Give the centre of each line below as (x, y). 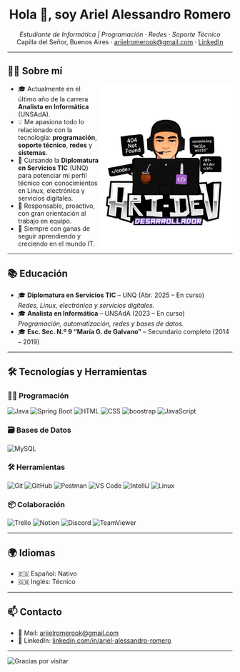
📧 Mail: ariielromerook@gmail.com (68, 633)
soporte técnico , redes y (55, 145)
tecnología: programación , (57, 137)
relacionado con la (45, 130)
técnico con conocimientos (57, 183)
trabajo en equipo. (45, 221)
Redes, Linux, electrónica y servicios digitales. (86, 305)
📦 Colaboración (36, 504)
